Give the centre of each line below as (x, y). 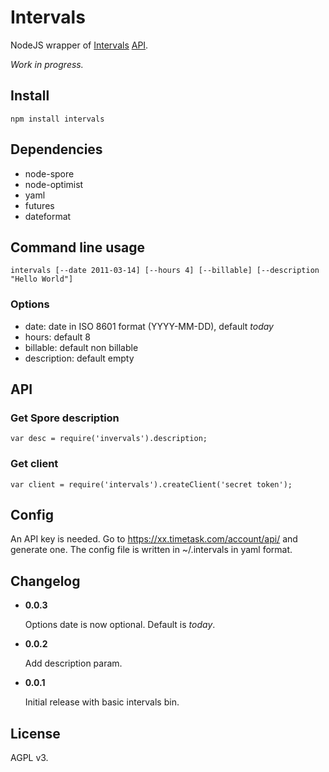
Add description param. (73, 663)
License (35, 733)
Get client (34, 464)
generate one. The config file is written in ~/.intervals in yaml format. (151, 550)
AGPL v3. (29, 758)
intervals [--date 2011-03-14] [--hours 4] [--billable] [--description (165, 271)
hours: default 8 (57, 337)
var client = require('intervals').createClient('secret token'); (151, 484)
